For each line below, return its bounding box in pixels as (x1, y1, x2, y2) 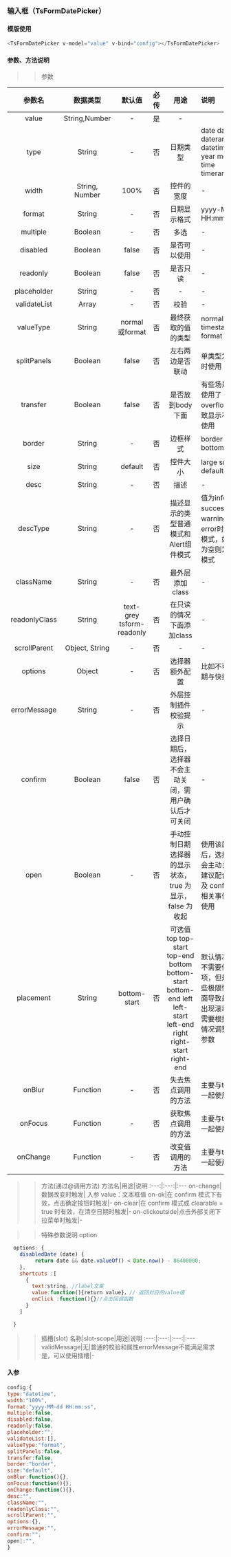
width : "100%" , (7, 1397, 48, 1404)
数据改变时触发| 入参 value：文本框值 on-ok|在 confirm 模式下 (41, 1190, 217, 1199)
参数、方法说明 (7, 56, 49, 64)
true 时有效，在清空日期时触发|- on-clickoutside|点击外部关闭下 (41, 1208, 221, 1216)
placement (16, 993, 52, 1003)
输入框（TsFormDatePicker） (7, 6, 106, 15)
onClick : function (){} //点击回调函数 (32, 1296, 134, 1303)
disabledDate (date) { (19, 1251, 85, 1258)
